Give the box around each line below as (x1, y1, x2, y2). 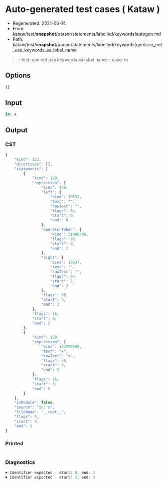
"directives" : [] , (14, 161, 53, 167)
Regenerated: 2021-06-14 (12, 20, 66, 26)
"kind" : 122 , (14, 157, 42, 162)
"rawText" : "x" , (41, 353, 75, 358)
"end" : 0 (50, 218, 69, 223)
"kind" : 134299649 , (41, 344, 82, 349)
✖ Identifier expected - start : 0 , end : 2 (5, 470, 95, 475)
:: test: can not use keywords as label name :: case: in (17, 56, 128, 62)
